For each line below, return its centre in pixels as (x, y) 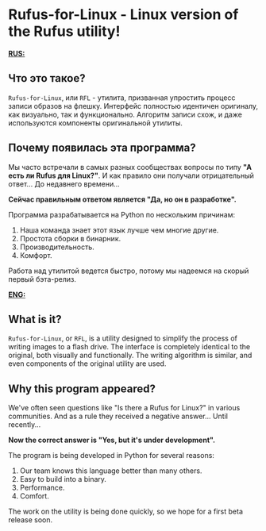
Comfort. (34, 496)
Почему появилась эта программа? (102, 148)
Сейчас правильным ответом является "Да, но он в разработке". (122, 199)
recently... (25, 425)
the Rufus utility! (64, 31)
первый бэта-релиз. (42, 279)
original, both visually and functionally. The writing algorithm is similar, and (130, 356)
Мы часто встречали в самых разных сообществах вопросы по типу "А (130, 167)
